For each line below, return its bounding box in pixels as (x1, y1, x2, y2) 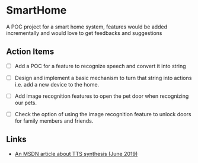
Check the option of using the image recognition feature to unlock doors (14, 110, 191, 117)
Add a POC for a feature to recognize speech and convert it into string (14, 62, 186, 69)
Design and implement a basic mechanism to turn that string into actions (14, 74, 192, 81)
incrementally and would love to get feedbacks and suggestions (6, 29, 162, 36)
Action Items (6, 47, 55, 57)
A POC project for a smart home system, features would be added (6, 23, 168, 30)
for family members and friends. (14, 117, 94, 124)
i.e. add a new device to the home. (14, 81, 100, 88)
